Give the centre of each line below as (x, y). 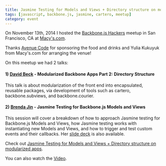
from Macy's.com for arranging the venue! (48, 53)
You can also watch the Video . (36, 158)
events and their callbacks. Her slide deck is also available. (65, 134)
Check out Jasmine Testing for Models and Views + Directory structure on (81, 143)
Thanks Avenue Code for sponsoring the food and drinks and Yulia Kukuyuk (82, 48)
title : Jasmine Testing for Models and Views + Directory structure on (80, 10)
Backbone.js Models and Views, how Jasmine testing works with (71, 123)
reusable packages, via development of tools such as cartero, (68, 90)
